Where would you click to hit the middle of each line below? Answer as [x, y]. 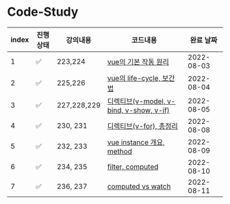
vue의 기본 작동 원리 [138, 62]
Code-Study [43, 12]
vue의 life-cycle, [134, 78]
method [119, 151]
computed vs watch [139, 186]
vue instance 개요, [136, 142]
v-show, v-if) [147, 110]
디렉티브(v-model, [136, 101]
